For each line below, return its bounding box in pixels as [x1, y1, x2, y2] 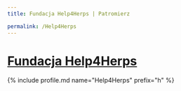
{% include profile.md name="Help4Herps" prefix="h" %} [7, 76, 175, 85]
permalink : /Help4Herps [7, 22, 77, 30]
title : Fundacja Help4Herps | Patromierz [7, 10, 130, 17]
